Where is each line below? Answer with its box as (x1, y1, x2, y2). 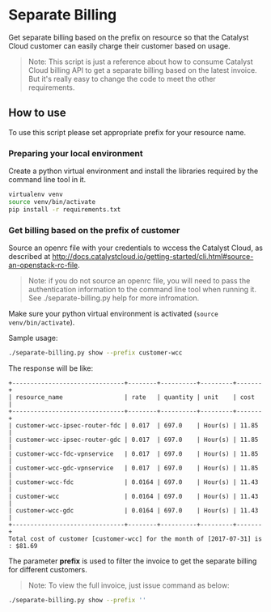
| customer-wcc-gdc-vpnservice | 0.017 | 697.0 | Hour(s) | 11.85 (8, 464, 259, 472)
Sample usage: (8, 333, 58, 342)
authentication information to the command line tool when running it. (28, 284, 257, 294)
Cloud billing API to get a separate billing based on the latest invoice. (28, 65, 257, 74)
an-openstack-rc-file (8, 260, 78, 270)
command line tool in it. (8, 175, 87, 185)
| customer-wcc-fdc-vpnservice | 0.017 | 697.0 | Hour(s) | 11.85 (8, 449, 259, 458)
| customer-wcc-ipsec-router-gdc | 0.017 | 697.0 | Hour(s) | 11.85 (8, 436, 259, 444)
